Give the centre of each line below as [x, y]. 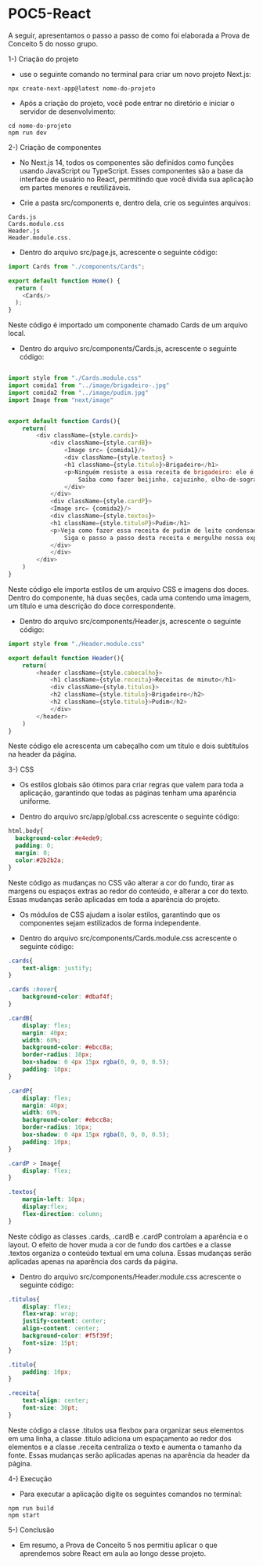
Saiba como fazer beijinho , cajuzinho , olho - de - [159, 480]
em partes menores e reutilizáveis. [75, 187]
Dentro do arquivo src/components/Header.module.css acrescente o [130, 1276]
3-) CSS [21, 769]
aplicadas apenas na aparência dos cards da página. [93, 1261]
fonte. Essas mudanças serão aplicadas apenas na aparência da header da [129, 1455]
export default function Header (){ [66, 658]
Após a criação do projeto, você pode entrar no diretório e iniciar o [127, 103]
